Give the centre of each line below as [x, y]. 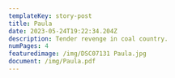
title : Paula [30, 24]
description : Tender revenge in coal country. [88, 39]
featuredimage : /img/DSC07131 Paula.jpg [78, 54]
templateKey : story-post [50, 16]
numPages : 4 [28, 46]
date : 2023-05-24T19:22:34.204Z [63, 31]
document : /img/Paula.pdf [52, 62]
